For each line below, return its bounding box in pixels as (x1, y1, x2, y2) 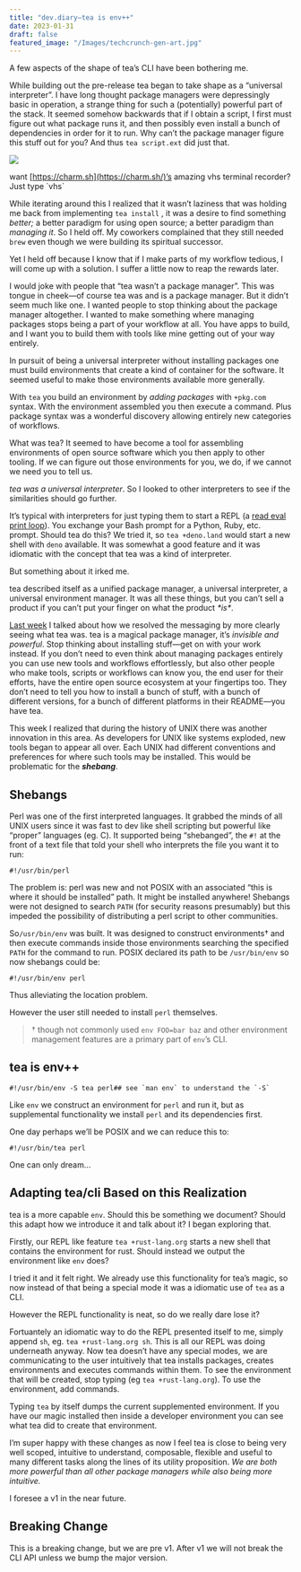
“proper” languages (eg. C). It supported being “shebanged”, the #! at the (9, 830, 281, 841)
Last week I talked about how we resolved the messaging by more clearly (9, 620, 280, 630)
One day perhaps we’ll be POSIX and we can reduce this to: (9, 1126, 230, 1137)
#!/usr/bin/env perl (9, 974, 87, 983)
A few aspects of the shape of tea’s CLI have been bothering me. (9, 63, 249, 74)
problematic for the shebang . (9, 761, 118, 772)
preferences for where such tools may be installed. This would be (9, 751, 251, 762)
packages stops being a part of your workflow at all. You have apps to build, (9, 319, 290, 330)
